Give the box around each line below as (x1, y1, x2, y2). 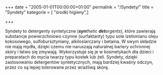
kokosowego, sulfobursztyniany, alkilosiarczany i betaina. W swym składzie (5, 38, 157, 44)
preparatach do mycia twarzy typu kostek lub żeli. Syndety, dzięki (5, 54, 138, 60)
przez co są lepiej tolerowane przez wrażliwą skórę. (5, 64, 109, 70)
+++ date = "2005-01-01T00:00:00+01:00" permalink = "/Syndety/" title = (5, 4, 154, 10)
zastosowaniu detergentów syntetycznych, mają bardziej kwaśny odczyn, (5, 59, 153, 65)
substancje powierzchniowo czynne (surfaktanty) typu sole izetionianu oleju (5, 34, 159, 39)
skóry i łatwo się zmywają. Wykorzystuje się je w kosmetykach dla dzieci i (5, 49, 154, 55)
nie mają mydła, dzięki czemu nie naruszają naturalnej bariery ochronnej (5, 44, 150, 49)
